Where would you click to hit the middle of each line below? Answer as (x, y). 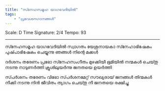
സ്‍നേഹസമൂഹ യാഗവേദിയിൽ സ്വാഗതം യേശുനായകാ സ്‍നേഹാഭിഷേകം (79, 46)
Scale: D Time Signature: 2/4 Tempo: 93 (46, 33)
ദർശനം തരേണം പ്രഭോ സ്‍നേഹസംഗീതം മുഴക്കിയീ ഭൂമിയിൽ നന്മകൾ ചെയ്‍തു (82, 62)
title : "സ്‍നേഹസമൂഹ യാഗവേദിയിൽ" (41, 10)
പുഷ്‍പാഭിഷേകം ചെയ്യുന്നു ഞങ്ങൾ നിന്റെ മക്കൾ (52, 52)
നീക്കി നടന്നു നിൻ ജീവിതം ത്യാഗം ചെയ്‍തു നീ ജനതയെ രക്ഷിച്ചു (67, 83)
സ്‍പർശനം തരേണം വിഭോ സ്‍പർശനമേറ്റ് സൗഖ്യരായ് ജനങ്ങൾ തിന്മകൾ (79, 77)
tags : (11, 14)
